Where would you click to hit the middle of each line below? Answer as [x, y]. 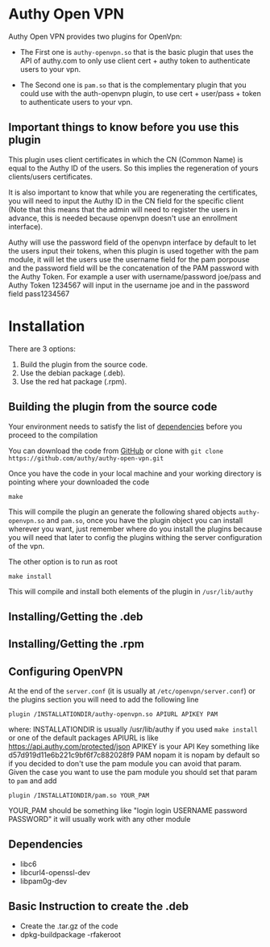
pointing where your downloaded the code [79, 482]
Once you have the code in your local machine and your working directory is [135, 473]
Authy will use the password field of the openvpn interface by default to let [132, 242]
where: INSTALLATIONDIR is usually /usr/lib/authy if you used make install [133, 729]
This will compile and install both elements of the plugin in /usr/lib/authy [131, 591]
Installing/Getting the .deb [76, 616]
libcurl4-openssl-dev [55, 872]
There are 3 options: [42, 349]
